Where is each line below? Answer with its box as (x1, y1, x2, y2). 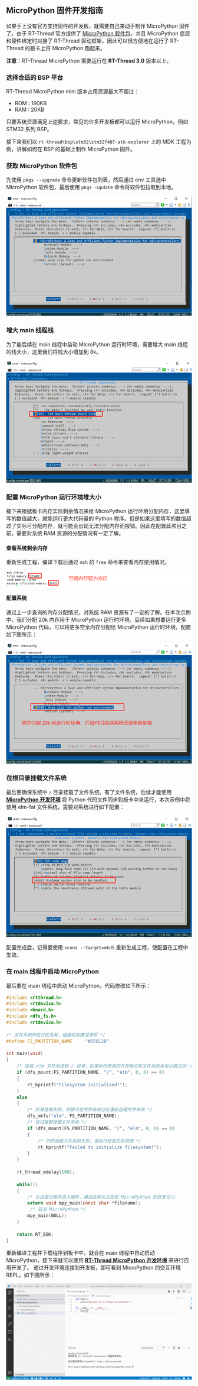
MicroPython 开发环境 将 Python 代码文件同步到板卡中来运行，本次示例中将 (6, 796, 190, 803)
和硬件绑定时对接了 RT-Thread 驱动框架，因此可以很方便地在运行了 (6, 37, 169, 44)
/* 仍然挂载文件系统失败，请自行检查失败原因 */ (37, 1138, 141, 1144)
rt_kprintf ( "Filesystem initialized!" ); (27, 1082, 128, 1088)
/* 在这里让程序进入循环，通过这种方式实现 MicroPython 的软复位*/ (27, 1194, 176, 1200)
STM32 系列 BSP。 (6, 126, 52, 133)
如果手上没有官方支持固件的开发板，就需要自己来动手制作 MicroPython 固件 (6, 22, 190, 30)
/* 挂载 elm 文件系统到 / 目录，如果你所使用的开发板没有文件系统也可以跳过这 (16, 1063, 186, 1069)
